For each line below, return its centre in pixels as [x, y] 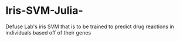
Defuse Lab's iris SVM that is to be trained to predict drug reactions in [90, 26]
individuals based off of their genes [48, 32]
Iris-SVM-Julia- [44, 11]
